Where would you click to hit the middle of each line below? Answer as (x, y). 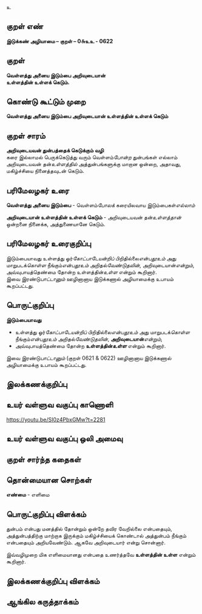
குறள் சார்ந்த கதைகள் (44, 459)
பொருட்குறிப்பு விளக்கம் (46, 514)
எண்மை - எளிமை (28, 495)
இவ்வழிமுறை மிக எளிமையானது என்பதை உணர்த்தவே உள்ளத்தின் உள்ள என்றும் (101, 555)
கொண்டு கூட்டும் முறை (46, 102)
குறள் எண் (25, 26)
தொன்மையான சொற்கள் (49, 480)
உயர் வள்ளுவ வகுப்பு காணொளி (60, 405)
